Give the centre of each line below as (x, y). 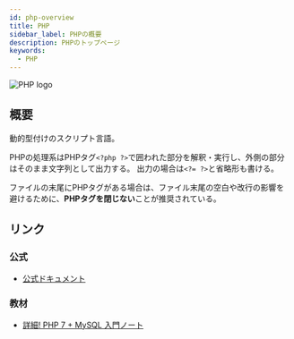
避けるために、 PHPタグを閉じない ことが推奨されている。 (115, 199)
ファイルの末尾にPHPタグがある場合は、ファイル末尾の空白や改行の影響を (147, 187)
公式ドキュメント (54, 278)
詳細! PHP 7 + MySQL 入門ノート (83, 325)
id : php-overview (42, 17)
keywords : (28, 51)
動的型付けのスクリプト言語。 (64, 138)
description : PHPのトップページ (65, 42)
